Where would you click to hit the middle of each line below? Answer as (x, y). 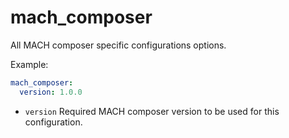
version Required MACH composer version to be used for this (152, 111)
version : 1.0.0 (51, 92)
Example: (29, 64)
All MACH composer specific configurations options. (118, 45)
